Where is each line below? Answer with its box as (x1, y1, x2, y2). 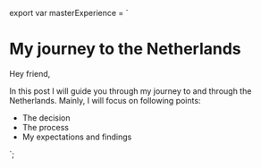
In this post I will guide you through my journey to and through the (9, 85, 252, 97)
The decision (21, 112, 71, 123)
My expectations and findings (21, 131, 132, 142)
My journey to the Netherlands (9, 39, 241, 59)
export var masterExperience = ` (9, 8, 129, 18)
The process (21, 122, 70, 132)
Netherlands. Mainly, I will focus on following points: (9, 95, 201, 105)
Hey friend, (9, 68, 51, 79)
